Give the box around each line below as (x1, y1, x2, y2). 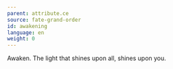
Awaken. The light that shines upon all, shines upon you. (7, 54, 167, 62)
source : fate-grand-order (7, 16, 81, 23)
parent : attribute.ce (7, 10, 69, 17)
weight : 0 (7, 36, 36, 42)
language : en (7, 29, 45, 36)
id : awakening (7, 23, 48, 29)
